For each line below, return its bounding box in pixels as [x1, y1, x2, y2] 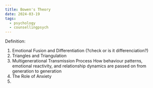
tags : [5, 16, 16, 21]
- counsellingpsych [9, 25, 49, 30]
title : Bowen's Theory [5, 7, 51, 12]
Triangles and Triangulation [12, 53, 67, 59]
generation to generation [12, 68, 62, 74]
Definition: [5, 38, 26, 44]
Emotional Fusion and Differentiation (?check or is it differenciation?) [12, 48, 149, 54]
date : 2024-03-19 [5, 12, 40, 16]
